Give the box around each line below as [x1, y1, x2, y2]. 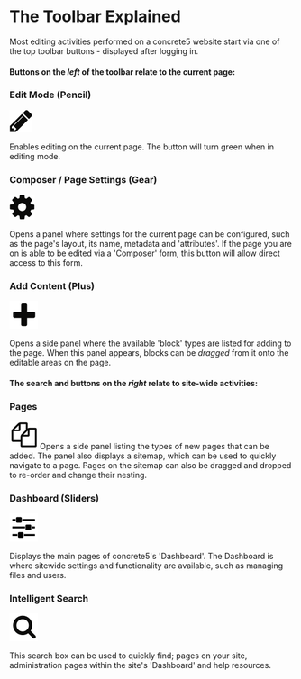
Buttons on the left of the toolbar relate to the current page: [9, 66, 236, 77]
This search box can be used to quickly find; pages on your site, [9, 650, 248, 661]
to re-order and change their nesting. [9, 470, 147, 481]
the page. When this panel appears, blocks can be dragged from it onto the [9, 348, 289, 358]
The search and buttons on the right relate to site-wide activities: [9, 378, 259, 389]
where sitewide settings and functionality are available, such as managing [9, 560, 284, 571]
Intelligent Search [9, 592, 88, 604]
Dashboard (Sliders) [9, 493, 99, 505]
